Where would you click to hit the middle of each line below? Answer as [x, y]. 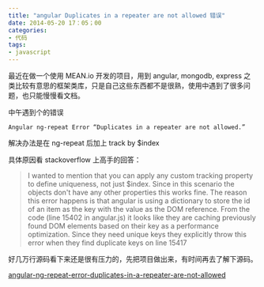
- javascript [30, 52]
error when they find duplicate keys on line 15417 [107, 243]
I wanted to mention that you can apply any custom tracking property [140, 176]
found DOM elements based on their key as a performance [123, 226]
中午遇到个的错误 [36, 112]
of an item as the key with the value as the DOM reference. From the [139, 209]
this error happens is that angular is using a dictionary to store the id [139, 201]
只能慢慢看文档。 [57, 95]
